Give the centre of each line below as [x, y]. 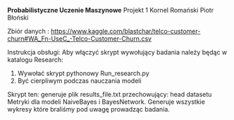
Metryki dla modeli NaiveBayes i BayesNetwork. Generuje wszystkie [106, 102]
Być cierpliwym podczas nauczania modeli [80, 81]
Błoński [18, 18]
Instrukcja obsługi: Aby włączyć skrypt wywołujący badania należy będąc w [117, 52]
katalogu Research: [35, 60]
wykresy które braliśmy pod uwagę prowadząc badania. [89, 109]
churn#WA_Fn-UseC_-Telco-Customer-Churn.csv [80, 39]
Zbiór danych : [28, 31]
